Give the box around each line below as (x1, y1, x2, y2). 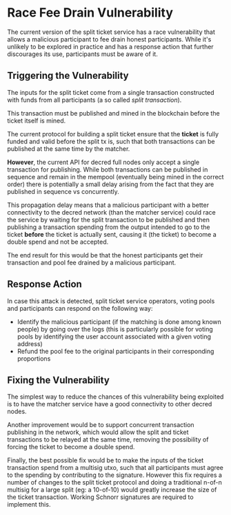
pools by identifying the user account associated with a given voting (17, 332, 212, 341)
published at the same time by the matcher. (7, 144, 130, 153)
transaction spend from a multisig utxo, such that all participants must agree (7, 464, 224, 472)
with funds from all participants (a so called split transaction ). (7, 96, 182, 104)
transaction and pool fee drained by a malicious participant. (7, 258, 177, 266)
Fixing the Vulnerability (7, 374, 110, 386)
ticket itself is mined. (7, 116, 66, 125)
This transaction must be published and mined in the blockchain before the (7, 109, 220, 117)
